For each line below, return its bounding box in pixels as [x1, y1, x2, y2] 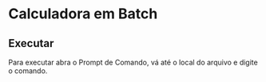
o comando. [8, 66, 48, 76]
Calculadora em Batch [8, 5, 158, 23]
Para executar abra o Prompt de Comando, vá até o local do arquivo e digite [8, 57, 258, 67]
